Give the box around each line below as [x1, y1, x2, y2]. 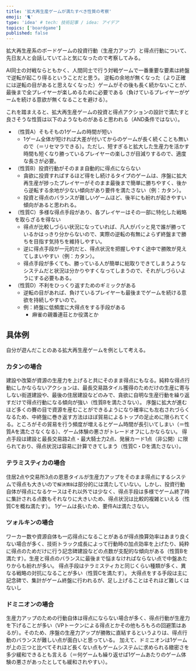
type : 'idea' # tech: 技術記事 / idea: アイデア [6, 19, 120, 25]
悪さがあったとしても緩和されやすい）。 [16, 659, 111, 666]
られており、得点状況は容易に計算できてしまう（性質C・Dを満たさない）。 [6, 443, 184, 450]
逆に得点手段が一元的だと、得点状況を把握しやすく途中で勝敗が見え [23, 245, 187, 252]
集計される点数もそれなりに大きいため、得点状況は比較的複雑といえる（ [10, 495, 185, 502]
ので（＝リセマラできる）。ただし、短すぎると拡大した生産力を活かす [23, 143, 190, 150]
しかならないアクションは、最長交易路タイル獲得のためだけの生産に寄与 [16, 384, 190, 391]
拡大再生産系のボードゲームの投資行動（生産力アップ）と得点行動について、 [6, 47, 190, 54]
